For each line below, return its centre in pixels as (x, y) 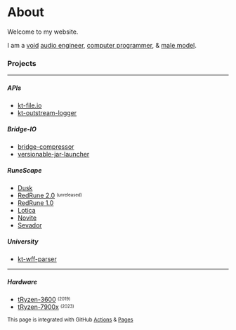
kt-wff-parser (37, 259)
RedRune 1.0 (35, 203)
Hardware (22, 282)
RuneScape (25, 170)
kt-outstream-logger (47, 113)
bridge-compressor (46, 147)
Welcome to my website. (43, 32)
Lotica (27, 211)
